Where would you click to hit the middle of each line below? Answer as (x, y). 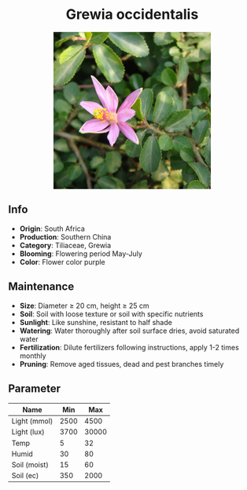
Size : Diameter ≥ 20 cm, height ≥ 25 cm (84, 305)
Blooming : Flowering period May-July (81, 254)
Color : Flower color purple (63, 261)
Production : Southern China (65, 236)
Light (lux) (28, 432)
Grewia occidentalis (132, 15)
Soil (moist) (30, 465)
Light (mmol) (32, 421)
